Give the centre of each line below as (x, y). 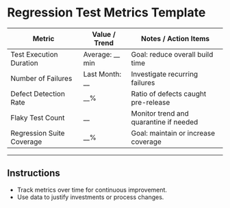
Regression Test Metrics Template (106, 13)
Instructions (34, 173)
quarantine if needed (165, 122)
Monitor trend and (160, 113)
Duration (25, 63)
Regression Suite (38, 133)
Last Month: (102, 74)
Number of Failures (41, 78)
